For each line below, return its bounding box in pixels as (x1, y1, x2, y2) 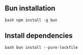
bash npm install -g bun (5, 17, 58, 22)
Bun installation (5, 4, 56, 13)
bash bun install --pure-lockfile (5, 45, 78, 50)
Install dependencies (5, 32, 73, 40)
